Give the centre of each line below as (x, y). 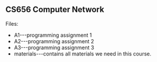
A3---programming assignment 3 (54, 47)
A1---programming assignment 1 (53, 35)
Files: (12, 23)
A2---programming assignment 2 (54, 41)
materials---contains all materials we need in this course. (83, 54)
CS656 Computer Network (55, 10)
